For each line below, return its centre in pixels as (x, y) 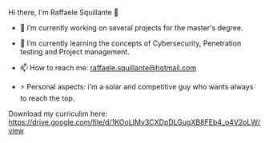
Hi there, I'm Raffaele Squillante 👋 (63, 12)
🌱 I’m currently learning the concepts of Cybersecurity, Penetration (130, 43)
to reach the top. (47, 98)
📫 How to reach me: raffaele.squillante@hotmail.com (108, 68)
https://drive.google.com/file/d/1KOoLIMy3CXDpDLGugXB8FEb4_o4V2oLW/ (134, 122)
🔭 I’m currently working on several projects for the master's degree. (131, 28)
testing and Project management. (74, 52)
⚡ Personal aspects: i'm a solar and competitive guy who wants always (137, 87)
